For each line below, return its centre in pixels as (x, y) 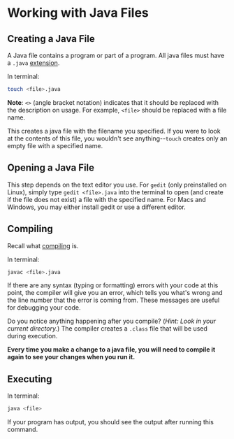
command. (23, 430)
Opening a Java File (51, 168)
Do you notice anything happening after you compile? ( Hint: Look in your (112, 321)
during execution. (32, 336)
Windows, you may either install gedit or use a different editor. (97, 207)
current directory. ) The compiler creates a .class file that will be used (108, 329)
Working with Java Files (78, 13)
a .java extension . (34, 63)
